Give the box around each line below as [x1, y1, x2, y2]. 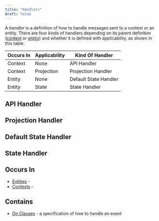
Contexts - [12, 183, 34, 189]
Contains [5, 198, 33, 206]
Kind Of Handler [75, 52, 114, 59]
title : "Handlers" [5, 7, 42, 12]
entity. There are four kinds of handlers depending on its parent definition [5, 30, 151, 36]
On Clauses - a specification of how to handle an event [12, 210, 122, 216]
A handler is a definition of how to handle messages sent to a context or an [5, 25, 155, 30]
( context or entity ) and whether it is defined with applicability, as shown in [5, 35, 152, 41]
